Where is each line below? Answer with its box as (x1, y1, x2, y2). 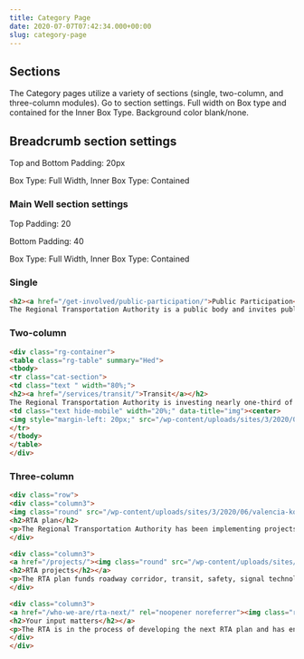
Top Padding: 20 (9, 219, 71, 230)
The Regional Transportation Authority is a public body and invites (9, 305, 278, 314)
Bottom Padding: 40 (9, 236, 84, 247)
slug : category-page (9, 30, 88, 39)
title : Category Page (9, 13, 91, 23)
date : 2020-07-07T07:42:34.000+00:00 (9, 22, 152, 31)
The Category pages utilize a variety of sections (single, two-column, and (9, 88, 284, 99)
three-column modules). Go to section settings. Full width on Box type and (9, 97, 287, 109)
